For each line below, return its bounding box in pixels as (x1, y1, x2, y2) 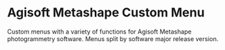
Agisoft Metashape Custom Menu (7, 5, 205, 21)
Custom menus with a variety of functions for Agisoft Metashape (7, 27, 192, 36)
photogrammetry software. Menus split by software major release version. (7, 34, 219, 42)
